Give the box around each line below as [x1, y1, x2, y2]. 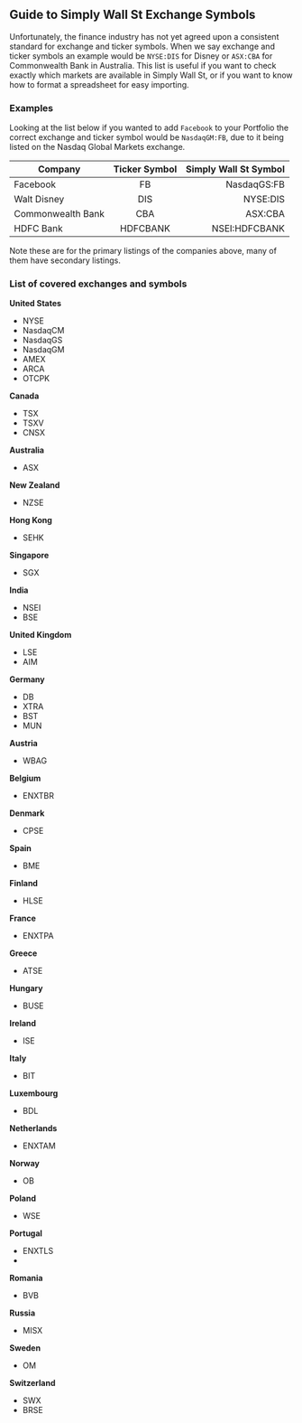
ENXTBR [22, 791, 54, 801]
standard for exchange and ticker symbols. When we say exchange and [9, 41, 275, 51]
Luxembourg [9, 1088, 59, 1099]
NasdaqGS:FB [225, 178, 286, 191]
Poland [9, 1193, 37, 1204]
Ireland [9, 1018, 37, 1029]
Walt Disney [14, 193, 65, 206]
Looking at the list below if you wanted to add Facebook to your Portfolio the [9, 122, 289, 134]
